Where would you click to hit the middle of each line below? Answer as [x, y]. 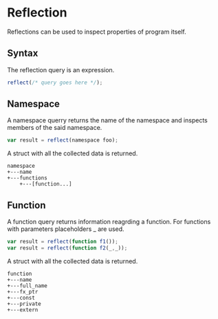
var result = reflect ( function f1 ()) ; [63, 242]
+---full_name [28, 286]
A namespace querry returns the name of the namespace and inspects [107, 120]
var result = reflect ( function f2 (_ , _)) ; [67, 248]
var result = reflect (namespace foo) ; [63, 140]
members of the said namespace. [55, 128]
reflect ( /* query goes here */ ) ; [55, 82]
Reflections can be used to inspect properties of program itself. [97, 32]
